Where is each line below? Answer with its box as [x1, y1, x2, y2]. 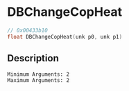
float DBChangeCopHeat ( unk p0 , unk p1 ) [7, 33, 123, 40]
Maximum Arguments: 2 [7, 77, 70, 83]
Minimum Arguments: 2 [7, 70, 70, 78]
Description [7, 52, 59, 64]
